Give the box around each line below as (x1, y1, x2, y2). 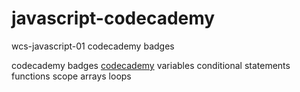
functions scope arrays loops (11, 70, 132, 82)
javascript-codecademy (11, 7, 216, 30)
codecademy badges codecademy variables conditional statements (11, 59, 291, 71)
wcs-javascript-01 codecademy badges (11, 40, 175, 52)
